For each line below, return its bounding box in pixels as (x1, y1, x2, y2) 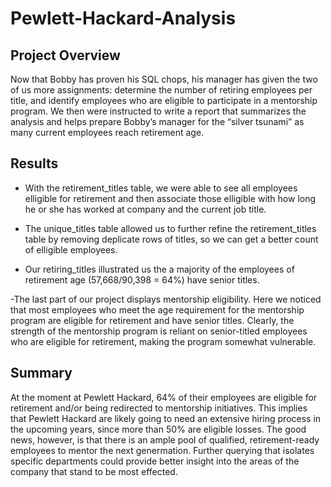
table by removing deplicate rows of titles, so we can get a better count (24, 233, 319, 245)
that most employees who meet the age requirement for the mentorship (10, 303, 305, 316)
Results (10, 155, 59, 172)
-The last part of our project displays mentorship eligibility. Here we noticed (10, 293, 322, 305)
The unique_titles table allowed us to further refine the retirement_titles (24, 222, 317, 234)
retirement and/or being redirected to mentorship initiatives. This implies (10, 402, 308, 414)
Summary (10, 365, 73, 382)
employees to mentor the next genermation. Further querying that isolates (10, 444, 315, 456)
